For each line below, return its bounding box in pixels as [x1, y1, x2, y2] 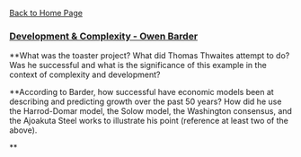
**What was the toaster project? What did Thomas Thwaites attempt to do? [9, 50, 290, 61]
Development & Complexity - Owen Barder [9, 30, 199, 42]
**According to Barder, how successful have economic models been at [9, 87, 274, 98]
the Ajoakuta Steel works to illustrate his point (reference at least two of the [9, 116, 289, 126]
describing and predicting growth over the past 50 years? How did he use [9, 96, 282, 107]
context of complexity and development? [9, 69, 161, 80]
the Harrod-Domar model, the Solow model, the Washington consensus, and [9, 106, 292, 117]
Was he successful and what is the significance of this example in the [9, 60, 267, 71]
